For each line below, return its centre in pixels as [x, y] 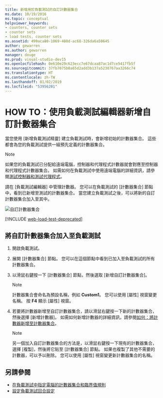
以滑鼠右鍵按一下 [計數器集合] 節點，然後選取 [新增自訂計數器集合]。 [81, 275]
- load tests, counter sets [33, 37]
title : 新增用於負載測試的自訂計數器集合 [42, 9]
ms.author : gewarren [26, 50]
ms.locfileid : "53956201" [31, 86]
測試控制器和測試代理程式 [35, 177]
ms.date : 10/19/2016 [26, 14]
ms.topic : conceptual [27, 18]
